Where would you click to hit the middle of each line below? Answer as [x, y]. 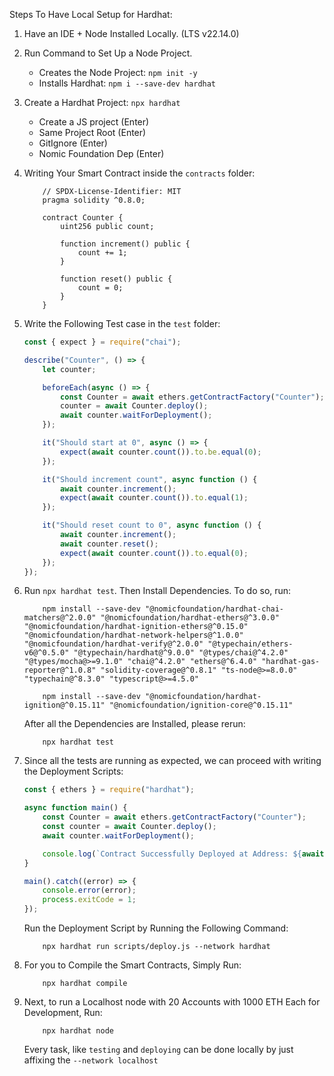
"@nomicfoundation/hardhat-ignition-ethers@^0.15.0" [136, 627]
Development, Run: [63, 1012]
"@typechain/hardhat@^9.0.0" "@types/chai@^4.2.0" [181, 653]
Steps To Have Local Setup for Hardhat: [91, 14]
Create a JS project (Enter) [94, 122]
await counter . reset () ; [109, 544]
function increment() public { [125, 244]
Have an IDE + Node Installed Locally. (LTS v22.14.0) [131, 33]
